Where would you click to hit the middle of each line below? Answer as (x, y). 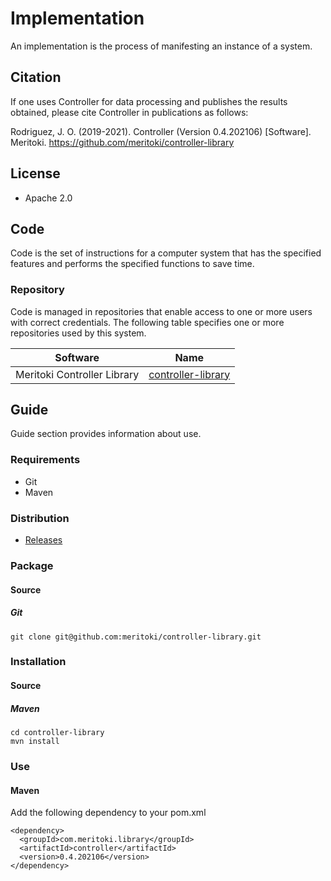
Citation (36, 77)
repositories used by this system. (78, 333)
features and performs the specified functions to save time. (132, 264)
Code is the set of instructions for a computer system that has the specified (166, 253)
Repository (37, 290)
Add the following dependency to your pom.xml (108, 813)
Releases (43, 540)
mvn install (35, 742)
